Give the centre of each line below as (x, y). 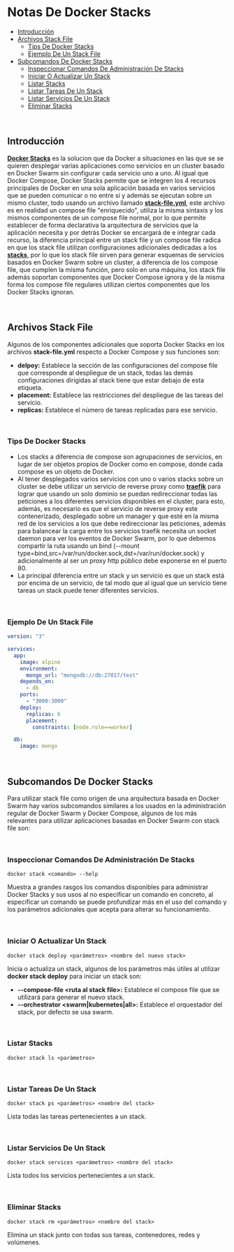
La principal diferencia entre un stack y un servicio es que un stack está (121, 575)
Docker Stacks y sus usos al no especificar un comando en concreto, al (110, 895)
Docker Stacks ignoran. (41, 292)
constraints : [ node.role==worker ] (82, 727)
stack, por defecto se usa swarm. (65, 1012)
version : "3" (26, 637)
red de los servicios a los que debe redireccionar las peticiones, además (122, 523)
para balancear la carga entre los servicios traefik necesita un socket (117, 531)
